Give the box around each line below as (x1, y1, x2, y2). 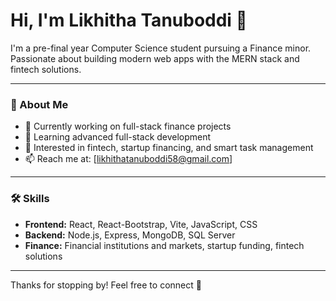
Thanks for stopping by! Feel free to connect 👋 (10, 279, 202, 291)
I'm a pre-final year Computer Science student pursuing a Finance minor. (10, 42, 312, 54)
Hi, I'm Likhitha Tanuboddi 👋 (10, 9, 248, 32)
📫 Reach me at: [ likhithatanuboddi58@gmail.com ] (24, 153, 233, 165)
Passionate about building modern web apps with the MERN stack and (10, 52, 300, 64)
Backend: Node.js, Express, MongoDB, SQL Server (24, 229, 236, 241)
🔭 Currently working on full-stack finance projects (24, 120, 232, 133)
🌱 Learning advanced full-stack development (24, 131, 212, 143)
